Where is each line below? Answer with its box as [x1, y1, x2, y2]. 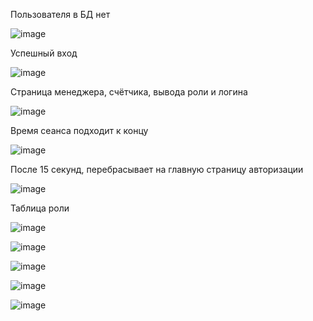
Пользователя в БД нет [10, 9, 111, 20]
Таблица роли [10, 202, 70, 214]
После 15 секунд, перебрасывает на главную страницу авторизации [10, 164, 304, 175]
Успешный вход [10, 47, 78, 59]
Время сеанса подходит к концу [10, 125, 149, 136]
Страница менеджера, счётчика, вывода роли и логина [10, 86, 248, 98]
